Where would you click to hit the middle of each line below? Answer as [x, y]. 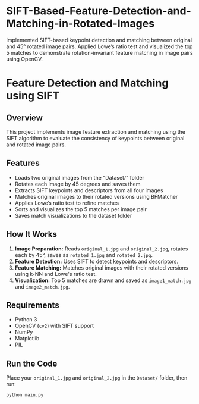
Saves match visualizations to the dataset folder [73, 215]
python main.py [25, 395]
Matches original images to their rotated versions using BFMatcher [96, 196]
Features [23, 163]
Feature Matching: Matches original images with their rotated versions [101, 267]
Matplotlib [27, 339]
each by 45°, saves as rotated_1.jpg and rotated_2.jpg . [84, 255]
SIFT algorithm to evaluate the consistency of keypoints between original [95, 138]
